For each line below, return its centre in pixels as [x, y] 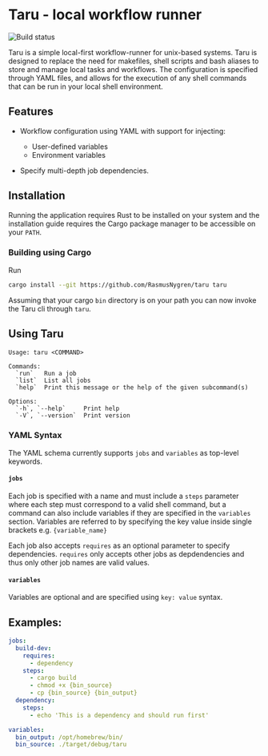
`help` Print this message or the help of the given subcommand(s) [132, 387]
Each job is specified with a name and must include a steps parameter [124, 496]
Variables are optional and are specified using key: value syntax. [116, 597]
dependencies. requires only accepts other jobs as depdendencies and [126, 554]
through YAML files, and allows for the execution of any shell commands [128, 78]
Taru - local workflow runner [105, 15]
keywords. [25, 461]
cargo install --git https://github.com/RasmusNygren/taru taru [118, 285]
